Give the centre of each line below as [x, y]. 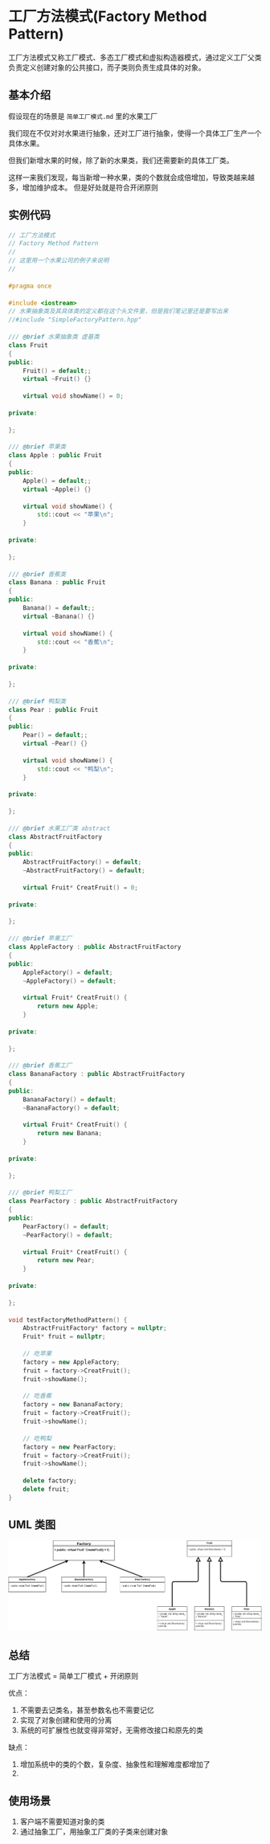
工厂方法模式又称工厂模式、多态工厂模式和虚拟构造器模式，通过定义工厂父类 [135, 57]
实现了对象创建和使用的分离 [66, 1720]
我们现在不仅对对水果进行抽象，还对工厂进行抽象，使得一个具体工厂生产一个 [135, 133]
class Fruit [28, 345]
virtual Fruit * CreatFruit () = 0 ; [80, 887]
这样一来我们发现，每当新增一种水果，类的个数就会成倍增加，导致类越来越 [131, 177]
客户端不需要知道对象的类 [62, 1822]
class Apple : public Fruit [55, 456]
